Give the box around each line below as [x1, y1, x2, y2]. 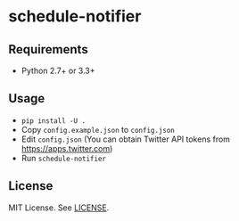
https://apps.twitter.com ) [21, 143, 113, 153]
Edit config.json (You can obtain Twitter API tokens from [21, 134, 231, 144]
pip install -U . [21, 116, 87, 126]
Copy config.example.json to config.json [21, 124, 176, 135]
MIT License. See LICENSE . [8, 202, 110, 213]
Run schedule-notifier [21, 152, 106, 163]
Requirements [8, 42, 88, 57]
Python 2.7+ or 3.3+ [21, 65, 95, 76]
